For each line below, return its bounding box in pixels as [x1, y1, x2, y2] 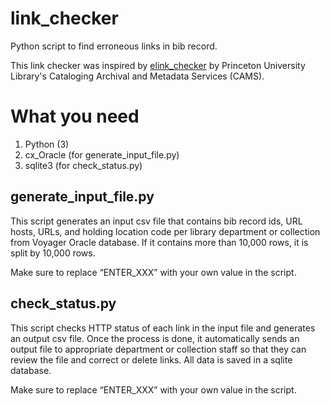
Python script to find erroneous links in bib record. [10, 40, 218, 52]
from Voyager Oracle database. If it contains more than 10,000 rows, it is [10, 236, 309, 248]
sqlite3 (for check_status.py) [24, 159, 143, 171]
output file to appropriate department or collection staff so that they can [10, 343, 307, 355]
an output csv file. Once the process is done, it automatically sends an [10, 332, 300, 344]
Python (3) [24, 138, 70, 150]
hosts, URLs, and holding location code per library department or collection [10, 225, 321, 237]
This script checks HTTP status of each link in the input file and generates [10, 322, 316, 334]
